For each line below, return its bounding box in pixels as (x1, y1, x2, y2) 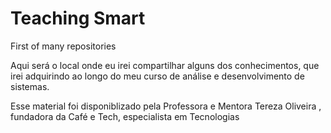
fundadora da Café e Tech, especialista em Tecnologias (10, 110, 240, 122)
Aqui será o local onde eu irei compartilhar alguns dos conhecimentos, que (10, 59, 320, 71)
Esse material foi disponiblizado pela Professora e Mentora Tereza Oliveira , (10, 100, 322, 112)
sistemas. (10, 80, 50, 92)
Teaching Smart (10, 7, 146, 30)
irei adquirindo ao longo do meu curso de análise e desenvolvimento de (10, 70, 305, 82)
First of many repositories (10, 40, 117, 52)
